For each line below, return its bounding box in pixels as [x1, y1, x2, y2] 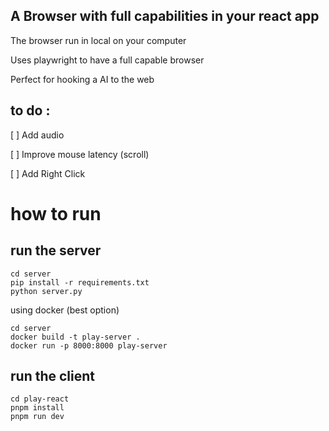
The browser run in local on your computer [10, 34, 187, 46]
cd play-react [10, 394, 70, 404]
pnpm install [10, 403, 65, 413]
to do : [10, 102, 51, 119]
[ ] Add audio [10, 129, 65, 141]
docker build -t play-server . [10, 332, 141, 342]
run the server [10, 242, 102, 259]
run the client [10, 368, 95, 385]
